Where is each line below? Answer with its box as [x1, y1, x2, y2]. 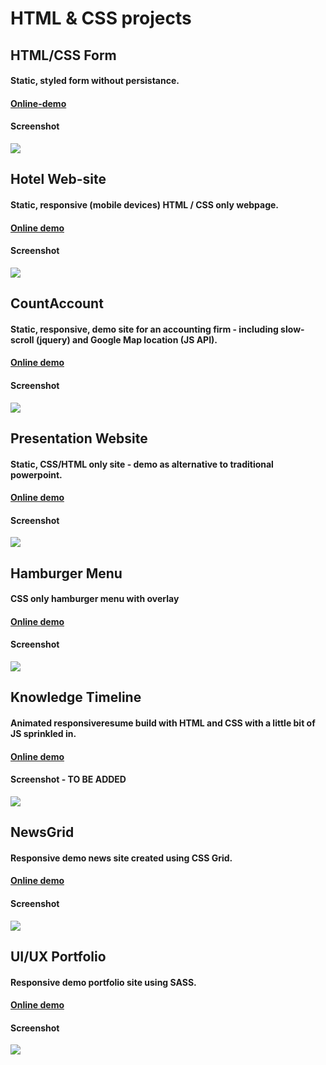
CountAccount [10, 295, 104, 312]
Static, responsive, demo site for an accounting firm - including [10, 323, 279, 335]
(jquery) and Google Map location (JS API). [35, 333, 218, 346]
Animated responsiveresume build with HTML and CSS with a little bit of [10, 717, 316, 729]
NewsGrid [10, 824, 75, 841]
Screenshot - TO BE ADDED [10, 773, 127, 786]
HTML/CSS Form [10, 47, 117, 64]
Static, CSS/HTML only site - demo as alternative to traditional [10, 458, 274, 470]
